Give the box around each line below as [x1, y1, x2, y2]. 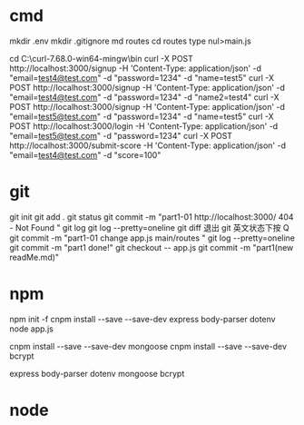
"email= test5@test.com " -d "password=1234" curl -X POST [9, 130, 233, 141]
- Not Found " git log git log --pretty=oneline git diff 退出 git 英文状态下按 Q [9, 222, 289, 232]
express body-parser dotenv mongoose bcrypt [9, 368, 185, 379]
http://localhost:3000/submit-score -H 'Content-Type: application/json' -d [9, 140, 286, 151]
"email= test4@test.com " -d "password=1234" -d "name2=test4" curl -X [9, 92, 279, 103]
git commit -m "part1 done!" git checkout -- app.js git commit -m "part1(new [9, 242, 294, 252]
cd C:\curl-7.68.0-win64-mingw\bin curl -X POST [9, 53, 193, 64]
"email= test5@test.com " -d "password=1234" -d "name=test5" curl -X [9, 111, 274, 122]
